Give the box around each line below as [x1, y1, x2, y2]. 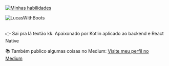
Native [5, 38, 19, 43]
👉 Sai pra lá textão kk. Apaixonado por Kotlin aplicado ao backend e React [5, 31, 164, 36]
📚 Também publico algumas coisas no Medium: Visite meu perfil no [5, 48, 149, 54]
